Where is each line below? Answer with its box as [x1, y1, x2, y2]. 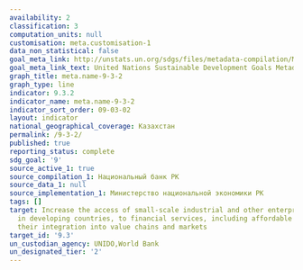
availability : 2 [9, 13, 70, 22]
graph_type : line [9, 80, 75, 89]
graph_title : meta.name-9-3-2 [9, 72, 124, 81]
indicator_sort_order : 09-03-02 [9, 105, 131, 114]
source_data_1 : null [9, 181, 87, 190]
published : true [9, 139, 70, 148]
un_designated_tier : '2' [9, 247, 103, 256]
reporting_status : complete [9, 147, 115, 156]
